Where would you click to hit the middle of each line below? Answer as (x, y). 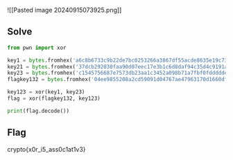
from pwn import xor (37, 48)
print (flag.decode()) (38, 111)
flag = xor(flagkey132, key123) (54, 99)
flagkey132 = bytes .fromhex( (49, 80)
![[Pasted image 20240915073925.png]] (64, 10)
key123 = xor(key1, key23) (46, 92)
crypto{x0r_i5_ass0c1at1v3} (46, 149)
